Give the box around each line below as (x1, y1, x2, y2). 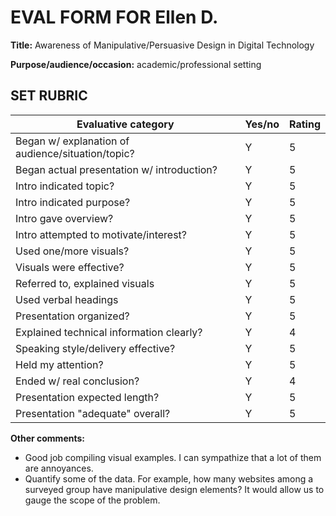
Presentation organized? (15, 309, 130, 323)
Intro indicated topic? (15, 179, 115, 193)
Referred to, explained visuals (15, 276, 155, 290)
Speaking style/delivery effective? (15, 341, 176, 355)
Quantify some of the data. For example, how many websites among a (24, 472, 314, 485)
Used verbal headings (15, 292, 119, 306)
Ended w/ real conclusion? (15, 374, 140, 388)
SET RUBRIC (10, 87, 88, 105)
